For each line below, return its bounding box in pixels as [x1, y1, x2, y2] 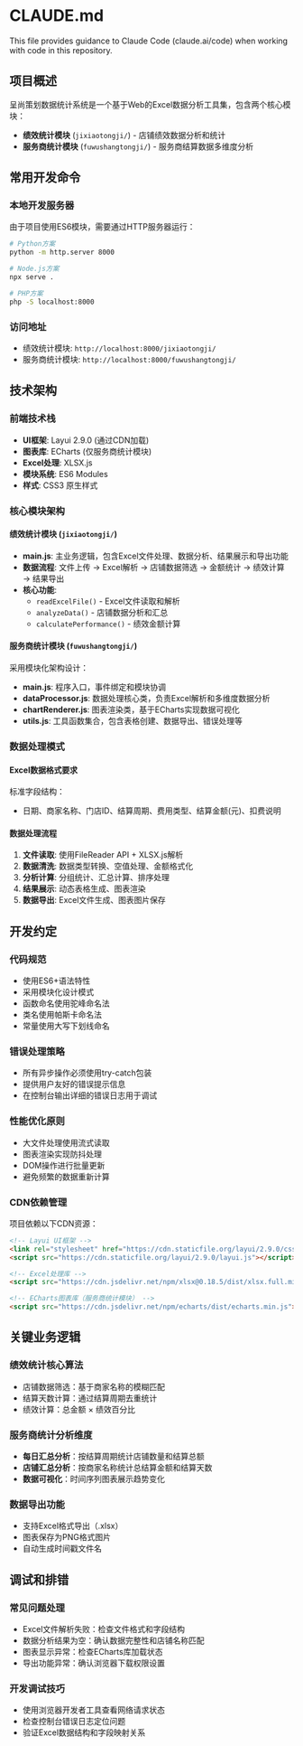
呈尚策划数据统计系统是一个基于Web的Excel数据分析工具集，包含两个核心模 [9, 99, 291, 109]
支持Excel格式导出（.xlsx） [22, 1520, 124, 1532]
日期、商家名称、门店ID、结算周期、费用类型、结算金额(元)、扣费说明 [22, 805, 281, 816]
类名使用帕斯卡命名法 [22, 1009, 102, 1020]
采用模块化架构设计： [9, 662, 88, 673]
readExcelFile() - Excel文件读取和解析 [35, 596, 180, 606]
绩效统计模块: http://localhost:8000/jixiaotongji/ [22, 343, 216, 353]
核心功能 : [22, 584, 57, 595]
